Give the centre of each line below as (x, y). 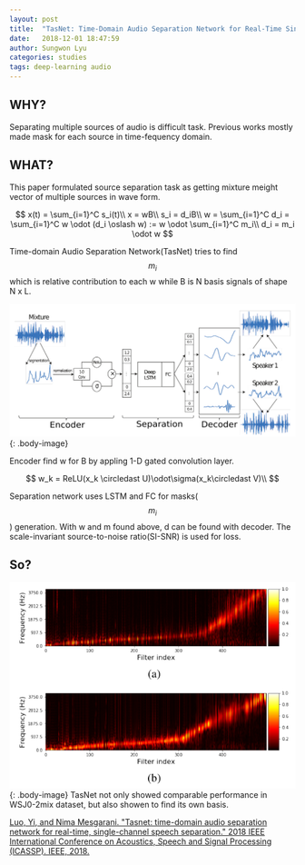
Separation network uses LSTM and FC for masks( (104, 496)
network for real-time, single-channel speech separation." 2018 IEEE (137, 831)
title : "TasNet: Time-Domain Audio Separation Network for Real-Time (146, 29)
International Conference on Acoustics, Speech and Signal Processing (141, 841)
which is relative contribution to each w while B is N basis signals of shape (148, 282)
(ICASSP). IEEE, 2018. (49, 850)
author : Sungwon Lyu (49, 48)
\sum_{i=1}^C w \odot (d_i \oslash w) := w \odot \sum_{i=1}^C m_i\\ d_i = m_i (152, 224)
